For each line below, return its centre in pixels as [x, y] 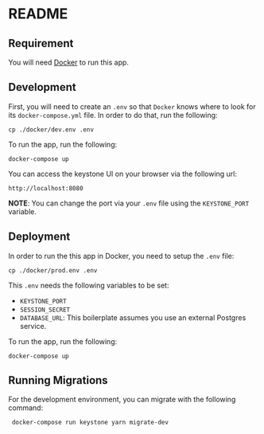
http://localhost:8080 [46, 188]
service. [33, 326]
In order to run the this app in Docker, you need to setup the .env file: [121, 256]
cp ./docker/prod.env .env [53, 270]
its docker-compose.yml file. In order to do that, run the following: [113, 115]
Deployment [39, 237]
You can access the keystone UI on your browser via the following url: [122, 174]
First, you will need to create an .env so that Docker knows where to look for [132, 106]
